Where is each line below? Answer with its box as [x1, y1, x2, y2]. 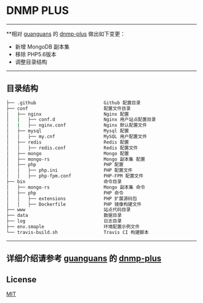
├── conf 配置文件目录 [6, 105, 131, 112]
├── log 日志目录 [6, 218, 122, 224]
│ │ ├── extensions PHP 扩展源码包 [6, 195, 137, 202]
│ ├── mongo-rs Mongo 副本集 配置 [6, 156, 146, 162]
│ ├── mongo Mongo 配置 [6, 150, 129, 156]
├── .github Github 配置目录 [6, 99, 141, 106]
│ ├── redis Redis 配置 [6, 139, 129, 145]
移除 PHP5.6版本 [14, 50, 57, 58]
